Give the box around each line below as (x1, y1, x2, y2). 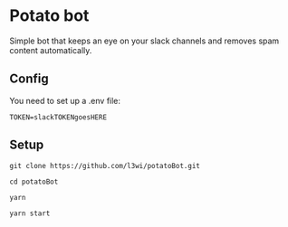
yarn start (9, 209, 51, 218)
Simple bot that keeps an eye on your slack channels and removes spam (9, 35, 280, 46)
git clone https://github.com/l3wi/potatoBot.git (9, 161, 201, 170)
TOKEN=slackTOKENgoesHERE (9, 112, 107, 122)
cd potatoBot (9, 177, 59, 186)
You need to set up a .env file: (9, 95, 120, 106)
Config (9, 71, 49, 87)
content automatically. (9, 44, 92, 55)
